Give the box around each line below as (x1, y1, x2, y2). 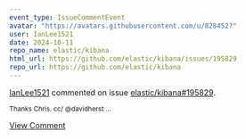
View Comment (9, 119, 66, 130)
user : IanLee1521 (9, 29, 74, 38)
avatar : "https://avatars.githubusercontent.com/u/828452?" (9, 21, 238, 30)
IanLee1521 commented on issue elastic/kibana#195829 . (9, 86, 217, 98)
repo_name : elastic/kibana (9, 46, 110, 55)
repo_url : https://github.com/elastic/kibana (9, 63, 181, 72)
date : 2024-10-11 (9, 37, 74, 47)
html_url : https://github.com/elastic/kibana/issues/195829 (9, 54, 238, 63)
